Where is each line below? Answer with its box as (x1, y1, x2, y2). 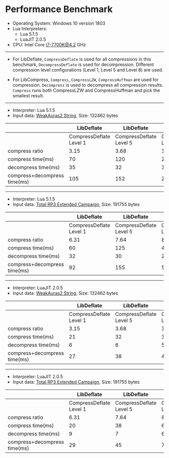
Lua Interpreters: (12, 25, 47, 31)
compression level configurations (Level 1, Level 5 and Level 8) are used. (12, 67, 163, 73)
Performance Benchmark (5, 4, 113, 15)
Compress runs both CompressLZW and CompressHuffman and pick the (12, 87, 160, 93)
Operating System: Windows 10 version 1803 (12, 20, 106, 26)
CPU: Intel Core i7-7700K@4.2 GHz (12, 41, 87, 47)
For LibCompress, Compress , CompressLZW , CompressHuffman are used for (12, 77, 159, 83)
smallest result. (12, 92, 44, 99)
